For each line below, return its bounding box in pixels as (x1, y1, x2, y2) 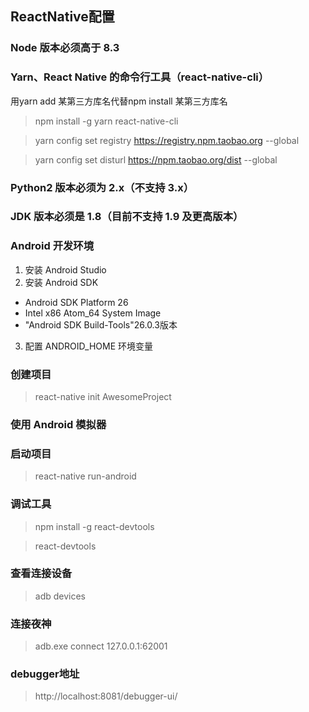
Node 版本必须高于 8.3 (10, 41, 120, 55)
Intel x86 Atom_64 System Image (24, 307, 162, 319)
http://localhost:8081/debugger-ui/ (34, 690, 178, 702)
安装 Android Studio (24, 263, 107, 276)
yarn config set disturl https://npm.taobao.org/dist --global (34, 153, 278, 166)
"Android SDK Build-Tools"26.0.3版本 (24, 318, 178, 331)
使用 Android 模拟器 (10, 417, 107, 431)
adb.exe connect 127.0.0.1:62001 (34, 640, 168, 652)
